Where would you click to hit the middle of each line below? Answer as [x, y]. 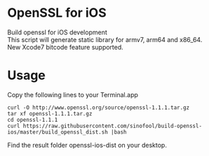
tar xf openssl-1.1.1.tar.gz [50, 113]
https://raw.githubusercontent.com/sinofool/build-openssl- [112, 126]
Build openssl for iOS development [57, 32]
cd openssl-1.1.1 [33, 120]
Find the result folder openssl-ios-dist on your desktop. [87, 145]
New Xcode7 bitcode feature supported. [66, 47]
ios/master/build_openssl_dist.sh [58, 132]
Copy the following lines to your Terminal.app [73, 94]
